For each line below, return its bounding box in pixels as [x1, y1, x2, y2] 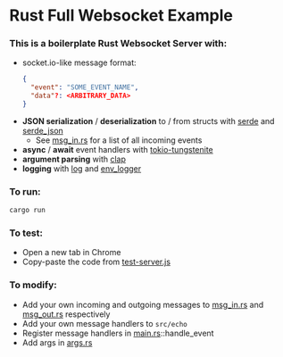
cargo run [9, 206, 46, 215]
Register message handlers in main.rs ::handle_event [21, 328, 214, 338]
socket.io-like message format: [21, 57, 137, 68]
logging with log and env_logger [21, 162, 142, 174]
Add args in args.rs [21, 336, 93, 348]
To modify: [9, 278, 58, 291]
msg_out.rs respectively [21, 309, 111, 320]
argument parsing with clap [21, 154, 127, 164]
